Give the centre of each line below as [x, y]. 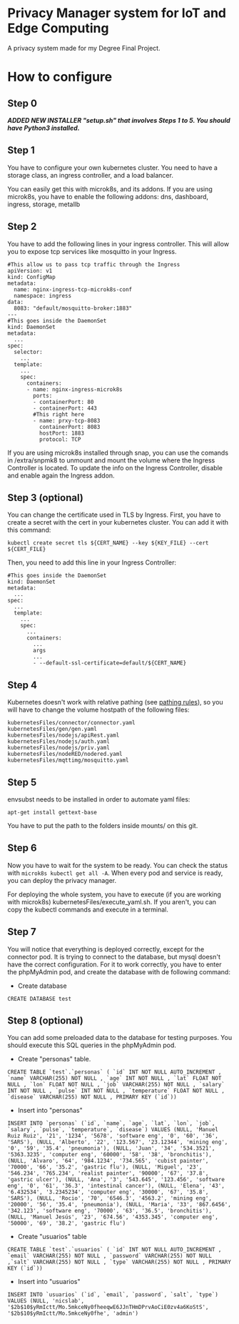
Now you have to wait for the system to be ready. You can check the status [118, 865]
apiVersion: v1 [30, 271]
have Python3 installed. [44, 128]
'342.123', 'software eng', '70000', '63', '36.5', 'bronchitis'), [110, 1211]
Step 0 [22, 103]
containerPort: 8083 [70, 427]
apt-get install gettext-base [52, 812]
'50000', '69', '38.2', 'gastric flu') [67, 1223]
